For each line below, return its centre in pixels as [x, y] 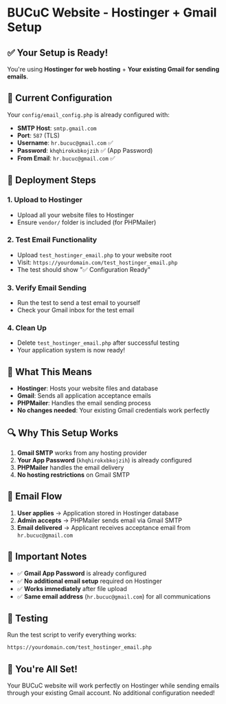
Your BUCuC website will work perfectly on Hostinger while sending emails [113, 685]
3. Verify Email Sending [47, 288]
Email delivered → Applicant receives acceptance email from [104, 527]
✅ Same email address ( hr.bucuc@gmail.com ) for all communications [114, 596]
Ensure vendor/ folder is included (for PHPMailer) [87, 222]
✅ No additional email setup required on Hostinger [90, 581]
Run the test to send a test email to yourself [79, 303]
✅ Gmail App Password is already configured [81, 573]
